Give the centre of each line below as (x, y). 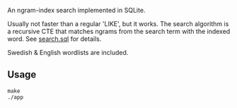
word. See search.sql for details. (54, 39)
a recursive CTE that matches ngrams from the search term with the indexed (119, 31)
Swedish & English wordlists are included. (68, 53)
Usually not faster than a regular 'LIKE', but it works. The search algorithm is (118, 24)
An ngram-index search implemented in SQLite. (76, 10)
